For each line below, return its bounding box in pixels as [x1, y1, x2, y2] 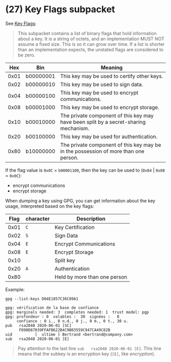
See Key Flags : [5, 20, 37, 26]
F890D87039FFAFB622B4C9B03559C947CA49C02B [18, 327, 110, 332]
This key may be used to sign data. [60, 80, 144, 88]
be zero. [17, 52, 36, 58]
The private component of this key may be [60, 141, 161, 148]
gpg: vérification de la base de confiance [5, 305, 99, 310]
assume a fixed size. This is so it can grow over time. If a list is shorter [17, 41, 165, 47]
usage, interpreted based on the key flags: [5, 203, 94, 209]
